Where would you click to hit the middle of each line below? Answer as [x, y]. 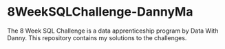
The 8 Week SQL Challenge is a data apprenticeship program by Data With [113, 31]
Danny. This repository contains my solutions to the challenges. [97, 37]
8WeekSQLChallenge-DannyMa [100, 12]
